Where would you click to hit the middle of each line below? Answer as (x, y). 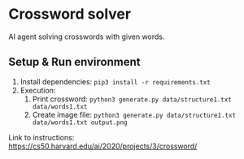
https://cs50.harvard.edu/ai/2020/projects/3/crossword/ (103, 146)
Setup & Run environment (74, 62)
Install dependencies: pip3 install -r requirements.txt (115, 81)
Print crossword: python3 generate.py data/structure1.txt (132, 99)
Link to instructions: (41, 137)
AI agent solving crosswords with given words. (87, 37)
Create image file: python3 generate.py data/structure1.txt (134, 114)
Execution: (38, 90)
